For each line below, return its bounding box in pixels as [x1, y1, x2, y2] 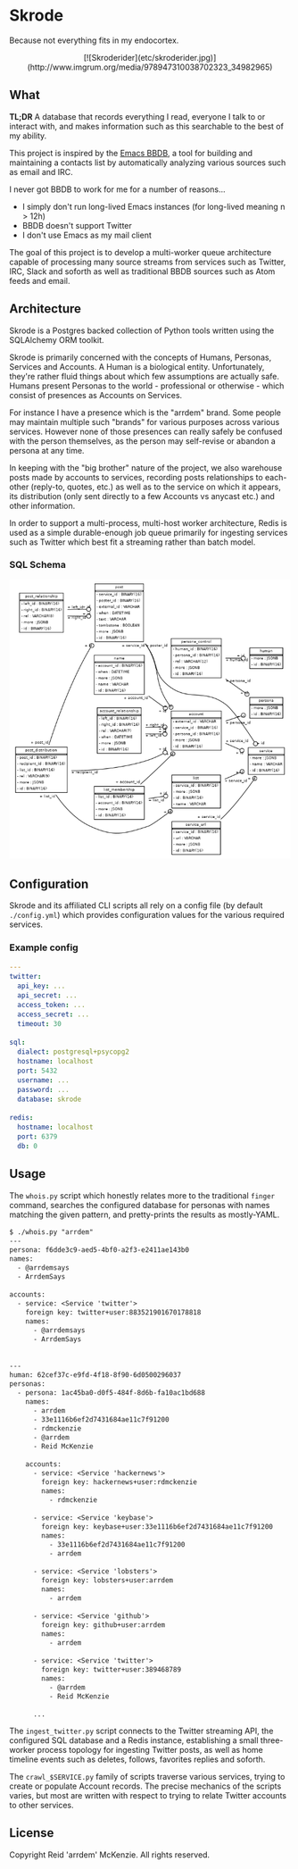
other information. [9, 500, 76, 511]
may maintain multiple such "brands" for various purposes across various [9, 416, 280, 427]
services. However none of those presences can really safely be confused [9, 426, 283, 437]
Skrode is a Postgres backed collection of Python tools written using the [9, 325, 275, 336]
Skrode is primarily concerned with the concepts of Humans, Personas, [9, 352, 272, 363]
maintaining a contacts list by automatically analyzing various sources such [9, 157, 286, 168]
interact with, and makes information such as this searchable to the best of [9, 121, 284, 131]
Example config [9, 941, 79, 954]
